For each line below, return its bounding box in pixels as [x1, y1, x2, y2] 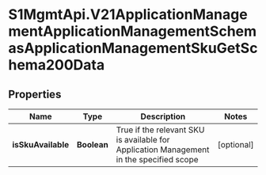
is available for [116, 135, 170, 145]
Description [140, 111, 186, 122]
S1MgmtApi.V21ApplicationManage [8, 6, 248, 24]
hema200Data [8, 56, 105, 74]
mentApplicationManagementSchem [8, 22, 257, 40]
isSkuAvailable [12, 139, 70, 150]
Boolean [76, 139, 108, 150]
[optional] [217, 139, 254, 150]
